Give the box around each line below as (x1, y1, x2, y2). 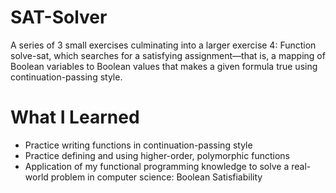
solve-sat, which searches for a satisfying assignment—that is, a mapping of (10, 49, 326, 61)
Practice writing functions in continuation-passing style (24, 139, 253, 151)
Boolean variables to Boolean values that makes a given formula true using (10, 60, 318, 72)
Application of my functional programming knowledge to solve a (24, 160, 290, 172)
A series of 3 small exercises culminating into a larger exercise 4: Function (10, 39, 317, 51)
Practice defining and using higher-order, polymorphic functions (24, 149, 290, 161)
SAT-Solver (10, 6, 108, 29)
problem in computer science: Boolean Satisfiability (50, 171, 263, 183)
